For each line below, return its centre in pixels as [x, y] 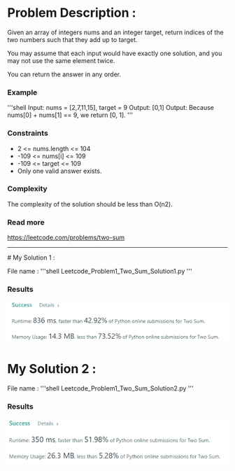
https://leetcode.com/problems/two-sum [66, 238]
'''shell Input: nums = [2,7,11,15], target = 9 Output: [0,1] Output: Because [111, 108]
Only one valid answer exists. [59, 171]
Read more [26, 222]
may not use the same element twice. [61, 60]
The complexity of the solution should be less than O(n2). [90, 204]
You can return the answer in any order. [64, 74]
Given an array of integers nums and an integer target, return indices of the [115, 32]
